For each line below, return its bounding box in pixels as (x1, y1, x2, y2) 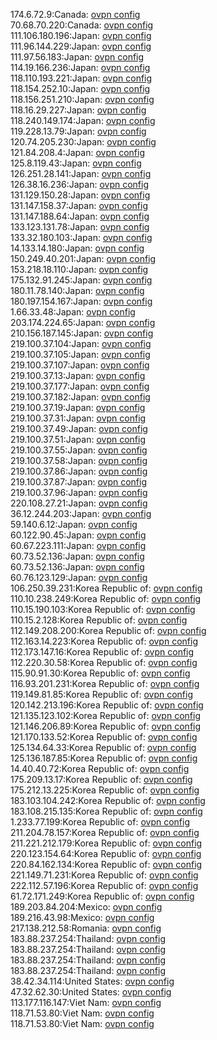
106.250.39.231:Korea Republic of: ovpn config (10, 582, 203, 594)
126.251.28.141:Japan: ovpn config (10, 168, 152, 179)
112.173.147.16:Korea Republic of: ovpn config (10, 646, 195, 658)
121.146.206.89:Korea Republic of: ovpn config (10, 720, 202, 732)
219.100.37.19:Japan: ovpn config (10, 402, 146, 413)
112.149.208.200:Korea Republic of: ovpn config (10, 625, 207, 636)
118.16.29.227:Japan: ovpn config (10, 104, 147, 116)
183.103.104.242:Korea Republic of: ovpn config (10, 795, 206, 806)
